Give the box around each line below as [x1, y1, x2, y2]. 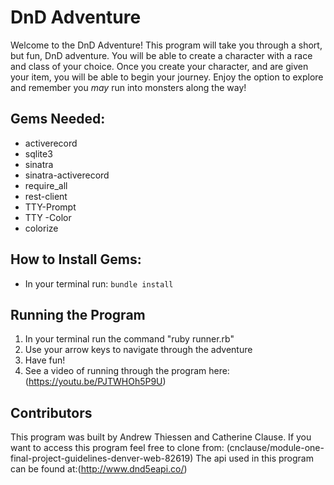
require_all [24, 179, 68, 191]
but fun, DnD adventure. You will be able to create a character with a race [10, 49, 313, 61]
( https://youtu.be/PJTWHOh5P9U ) [24, 376, 167, 388]
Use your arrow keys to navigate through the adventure [24, 344, 253, 356]
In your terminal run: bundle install [24, 277, 174, 290]
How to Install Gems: [10, 251, 142, 268]
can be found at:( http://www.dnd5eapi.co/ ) [10, 463, 188, 475]
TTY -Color [24, 211, 72, 223]
